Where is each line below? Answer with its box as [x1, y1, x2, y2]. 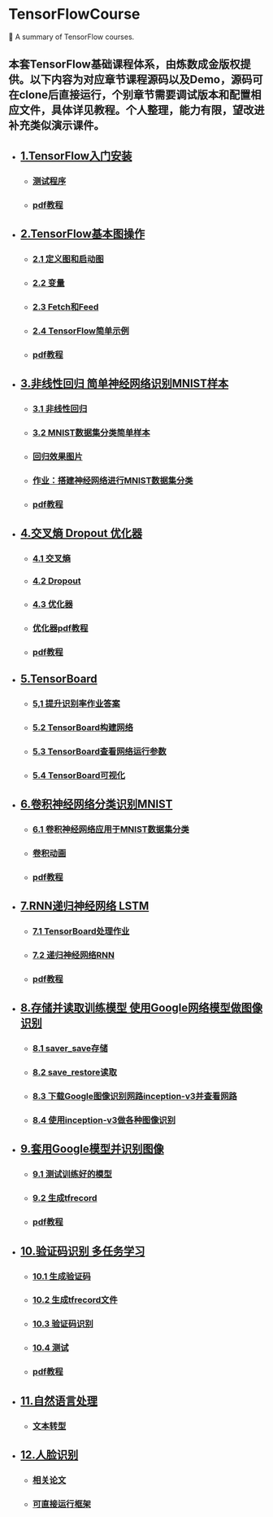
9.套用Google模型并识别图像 [19, 1142, 164, 1156]
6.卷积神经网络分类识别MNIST [19, 798, 173, 811]
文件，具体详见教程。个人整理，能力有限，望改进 [19, 103, 265, 117]
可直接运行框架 [32, 1498, 92, 1510]
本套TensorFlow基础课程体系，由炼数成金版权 [8, 58, 240, 72]
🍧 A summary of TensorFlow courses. [8, 32, 135, 42]
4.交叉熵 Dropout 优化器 [19, 526, 143, 540]
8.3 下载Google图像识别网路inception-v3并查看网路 [32, 1091, 237, 1102]
